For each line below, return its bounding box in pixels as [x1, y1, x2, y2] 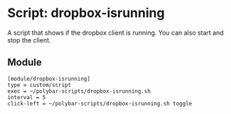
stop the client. [7, 35, 51, 44]
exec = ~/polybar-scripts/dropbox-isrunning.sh [7, 87, 151, 95]
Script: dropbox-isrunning [7, 5, 165, 21]
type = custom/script [7, 81, 72, 89]
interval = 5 [7, 93, 46, 101]
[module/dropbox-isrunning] [7, 75, 91, 82]
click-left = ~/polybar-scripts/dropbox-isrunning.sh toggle [7, 100, 193, 107]
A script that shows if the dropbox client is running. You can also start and [7, 28, 224, 37]
